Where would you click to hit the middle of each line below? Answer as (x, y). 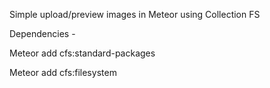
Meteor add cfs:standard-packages (82, 53)
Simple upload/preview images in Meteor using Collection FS (135, 14)
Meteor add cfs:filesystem (63, 72)
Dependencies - (42, 33)
